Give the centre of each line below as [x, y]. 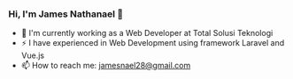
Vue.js [33, 55]
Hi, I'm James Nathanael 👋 [66, 14]
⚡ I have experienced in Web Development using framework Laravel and [153, 43]
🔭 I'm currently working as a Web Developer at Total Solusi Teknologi [147, 33]
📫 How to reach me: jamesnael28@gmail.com [106, 66]
